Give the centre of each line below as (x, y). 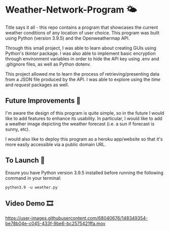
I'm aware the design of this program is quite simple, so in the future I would (85, 113)
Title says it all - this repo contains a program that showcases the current (82, 27)
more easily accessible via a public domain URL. (56, 144)
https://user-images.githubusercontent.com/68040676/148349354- (77, 218)
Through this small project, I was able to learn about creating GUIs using (81, 48)
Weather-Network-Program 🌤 (71, 10)
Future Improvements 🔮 (43, 101)
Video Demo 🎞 (29, 203)
